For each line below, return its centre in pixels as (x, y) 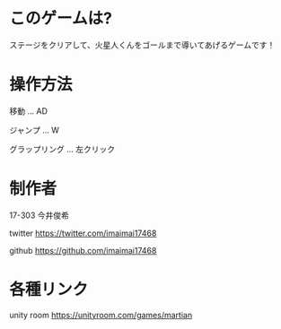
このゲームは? (61, 18)
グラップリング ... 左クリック (62, 149)
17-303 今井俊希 (39, 215)
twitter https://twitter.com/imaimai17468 (83, 233)
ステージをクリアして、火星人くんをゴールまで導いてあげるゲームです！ (142, 45)
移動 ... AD (28, 111)
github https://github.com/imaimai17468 (83, 250)
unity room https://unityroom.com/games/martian (101, 315)
